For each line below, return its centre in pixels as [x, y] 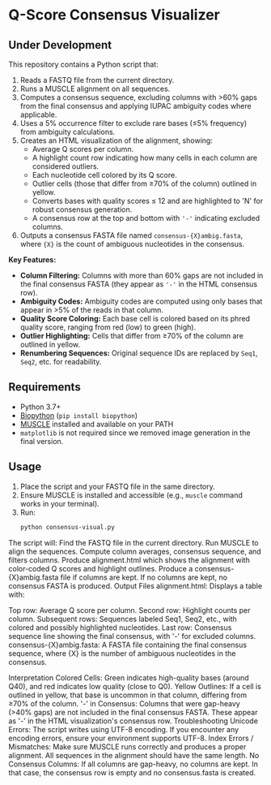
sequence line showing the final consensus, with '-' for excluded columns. [132, 636]
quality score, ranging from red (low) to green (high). [108, 327]
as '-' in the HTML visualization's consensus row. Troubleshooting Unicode [133, 721]
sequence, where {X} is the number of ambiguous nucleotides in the [122, 653]
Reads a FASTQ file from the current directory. [97, 80]
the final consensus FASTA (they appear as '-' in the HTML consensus [138, 284]
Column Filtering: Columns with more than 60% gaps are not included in [142, 275]
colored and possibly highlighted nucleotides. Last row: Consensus [120, 628]
